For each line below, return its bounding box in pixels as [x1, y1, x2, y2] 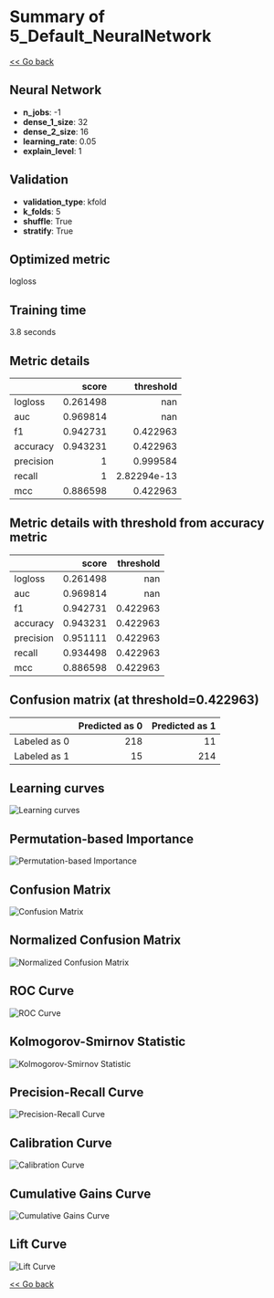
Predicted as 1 [151, 719, 216, 732]
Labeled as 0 [14, 735, 70, 748]
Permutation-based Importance [9, 831, 195, 846]
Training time [9, 302, 87, 318]
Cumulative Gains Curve [9, 1186, 152, 1201]
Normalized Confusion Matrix [9, 933, 181, 948]
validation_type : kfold [22, 196, 107, 207]
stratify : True [22, 225, 74, 236]
